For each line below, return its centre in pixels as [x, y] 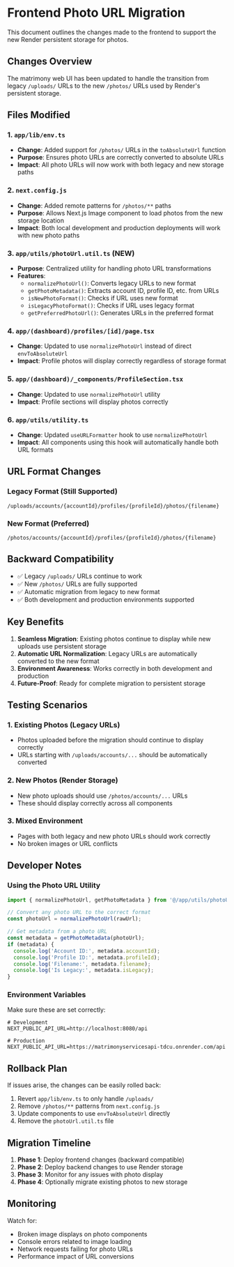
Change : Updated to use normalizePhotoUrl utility [89, 394]
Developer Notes [45, 866]
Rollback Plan [37, 1068]
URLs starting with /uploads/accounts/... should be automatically [112, 755]
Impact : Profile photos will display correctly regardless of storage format [122, 361]
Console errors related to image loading [74, 1241]
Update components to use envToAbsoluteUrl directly [94, 1114]
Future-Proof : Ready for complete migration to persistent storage [111, 683]
